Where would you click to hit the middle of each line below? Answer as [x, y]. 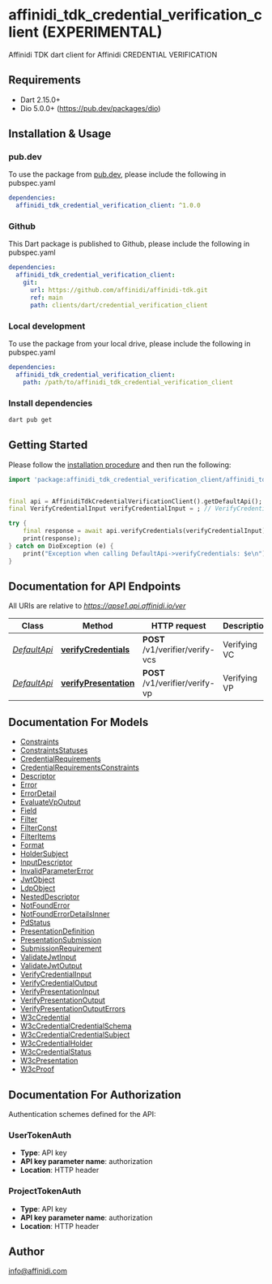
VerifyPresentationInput [59, 992]
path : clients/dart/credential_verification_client [119, 305]
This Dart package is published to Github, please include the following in [129, 244]
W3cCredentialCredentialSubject [75, 1035]
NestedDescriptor [50, 897]
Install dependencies [51, 403]
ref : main [46, 298]
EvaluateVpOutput [50, 802]
